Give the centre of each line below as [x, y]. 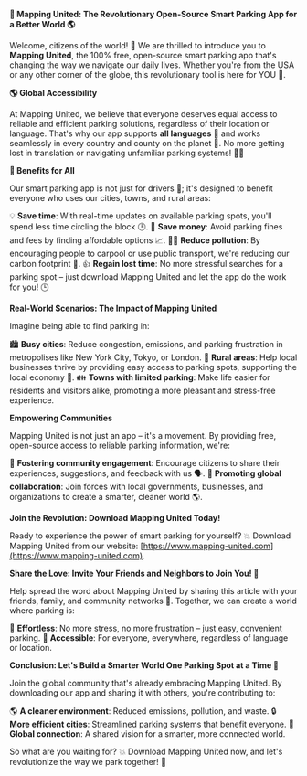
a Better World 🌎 [42, 24]
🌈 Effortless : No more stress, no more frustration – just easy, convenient [146, 628]
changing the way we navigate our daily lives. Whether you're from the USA [152, 65]
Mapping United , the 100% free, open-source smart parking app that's [143, 55]
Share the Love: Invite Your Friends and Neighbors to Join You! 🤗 [134, 573]
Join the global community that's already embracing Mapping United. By [146, 683]
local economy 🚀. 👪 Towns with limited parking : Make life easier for [140, 377]
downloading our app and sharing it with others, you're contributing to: [143, 693]
